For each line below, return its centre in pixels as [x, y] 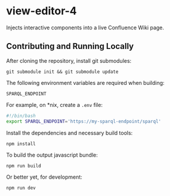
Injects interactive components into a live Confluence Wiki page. [85, 27]
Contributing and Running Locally [70, 46]
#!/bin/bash [21, 116]
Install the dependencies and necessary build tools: [69, 133]
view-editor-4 [42, 11]
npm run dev [21, 188]
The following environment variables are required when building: [86, 82]
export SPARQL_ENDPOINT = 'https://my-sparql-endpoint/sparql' [84, 121]
